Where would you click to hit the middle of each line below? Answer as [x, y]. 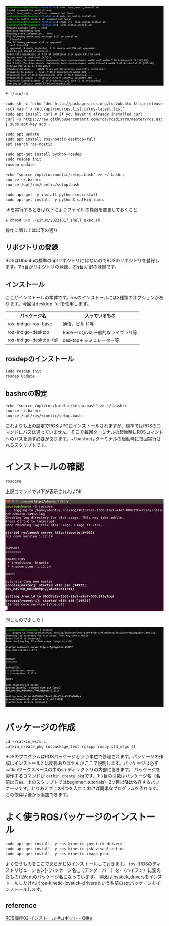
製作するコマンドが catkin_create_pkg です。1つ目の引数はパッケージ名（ [81, 776]
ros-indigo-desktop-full [33, 340]
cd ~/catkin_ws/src [26, 742]
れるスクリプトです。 [27, 445]
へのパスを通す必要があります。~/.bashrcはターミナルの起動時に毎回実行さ [83, 438]
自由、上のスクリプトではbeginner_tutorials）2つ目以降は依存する [82, 782]
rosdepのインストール [40, 359]
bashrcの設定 [26, 393]
